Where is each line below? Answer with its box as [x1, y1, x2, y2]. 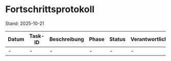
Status [109, 36, 126, 43]
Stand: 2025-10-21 [5, 20, 44, 26]
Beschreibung [49, 36, 84, 43]
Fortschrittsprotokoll [5, 4, 95, 15]
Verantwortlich [130, 36, 168, 43]
